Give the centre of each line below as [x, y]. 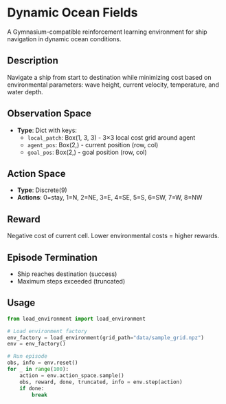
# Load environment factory [47, 331]
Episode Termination [53, 257]
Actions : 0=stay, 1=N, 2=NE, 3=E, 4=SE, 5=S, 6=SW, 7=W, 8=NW [110, 198]
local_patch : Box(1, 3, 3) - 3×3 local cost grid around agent [111, 137]
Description [33, 61]
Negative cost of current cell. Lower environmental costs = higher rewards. [113, 236]
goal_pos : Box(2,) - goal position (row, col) [87, 152]
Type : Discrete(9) [42, 190]
